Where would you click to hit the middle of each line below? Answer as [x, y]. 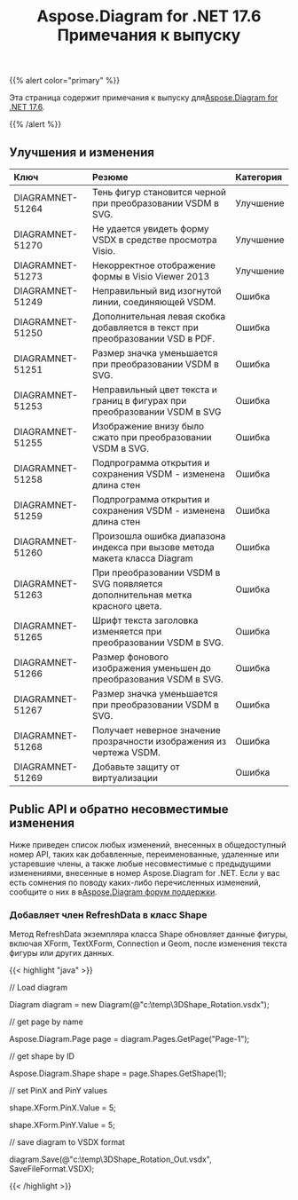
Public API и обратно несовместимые [119, 809]
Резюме [110, 177]
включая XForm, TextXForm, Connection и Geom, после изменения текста [148, 943]
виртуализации [125, 778]
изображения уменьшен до [151, 668]
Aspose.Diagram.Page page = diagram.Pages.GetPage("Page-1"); [129, 1039]
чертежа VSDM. [126, 752]
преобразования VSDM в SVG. [157, 679]
